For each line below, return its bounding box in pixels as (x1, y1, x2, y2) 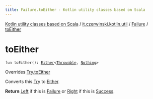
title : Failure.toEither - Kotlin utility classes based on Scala (5, 7, 146, 12)
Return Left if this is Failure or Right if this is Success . (5, 88, 115, 94)
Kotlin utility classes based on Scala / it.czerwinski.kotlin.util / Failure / (5, 21, 148, 27)
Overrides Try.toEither (5, 69, 51, 75)
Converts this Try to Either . (5, 78, 60, 85)
